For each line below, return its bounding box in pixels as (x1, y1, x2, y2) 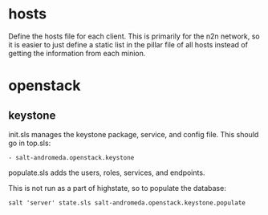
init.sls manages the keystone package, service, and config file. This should (8, 129, 259, 139)
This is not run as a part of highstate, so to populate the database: (8, 183, 226, 193)
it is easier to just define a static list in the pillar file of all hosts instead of (8, 39, 249, 49)
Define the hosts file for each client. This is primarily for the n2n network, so (8, 31, 260, 41)
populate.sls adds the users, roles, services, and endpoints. (8, 168, 205, 177)
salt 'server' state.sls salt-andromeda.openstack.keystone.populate (8, 198, 246, 207)
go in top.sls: (8, 138, 51, 148)
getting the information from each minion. (8, 48, 146, 58)
